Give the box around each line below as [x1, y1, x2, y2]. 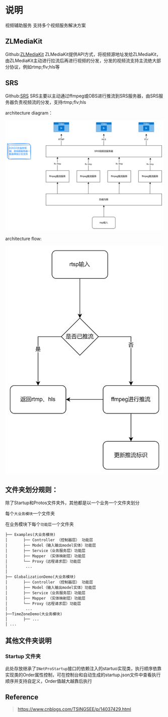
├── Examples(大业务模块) [5, 532, 56, 537]
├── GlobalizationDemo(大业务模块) [5, 574, 76, 579]
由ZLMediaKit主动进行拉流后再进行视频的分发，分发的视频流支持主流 [5, 57, 148, 64]
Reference [5, 693, 39, 701]
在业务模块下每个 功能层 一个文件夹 [5, 521, 74, 527]
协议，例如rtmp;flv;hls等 [9, 64, 60, 70]
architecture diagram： [5, 109, 53, 116]
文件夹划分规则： [5, 485, 58, 494]
